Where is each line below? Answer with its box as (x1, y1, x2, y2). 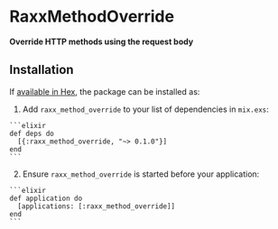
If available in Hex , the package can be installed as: (9, 86, 200, 96)
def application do (9, 194, 83, 203)
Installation (9, 62, 74, 78)
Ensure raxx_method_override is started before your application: (22, 169, 260, 179)
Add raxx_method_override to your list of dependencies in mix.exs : (22, 104, 269, 114)
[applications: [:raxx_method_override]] (17, 201, 176, 211)
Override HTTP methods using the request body (9, 36, 194, 47)
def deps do (9, 129, 54, 138)
